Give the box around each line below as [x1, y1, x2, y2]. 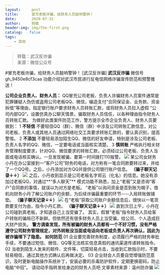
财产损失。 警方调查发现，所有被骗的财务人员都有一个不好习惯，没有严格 [9, 221, 157, 227]
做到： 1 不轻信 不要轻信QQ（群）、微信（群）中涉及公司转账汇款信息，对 [5, 123, 153, 129]
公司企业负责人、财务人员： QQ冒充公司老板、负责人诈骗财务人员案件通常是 [5, 92, 160, 98]
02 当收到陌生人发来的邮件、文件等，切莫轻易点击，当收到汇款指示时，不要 [5, 246, 158, 252]
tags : [5, 35, 16, 40]
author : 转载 [5, 21, 39, 26]
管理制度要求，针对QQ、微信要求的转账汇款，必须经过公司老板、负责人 [9, 148, 154, 154]
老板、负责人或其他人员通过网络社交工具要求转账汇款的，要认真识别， [9, 129, 151, 135]
